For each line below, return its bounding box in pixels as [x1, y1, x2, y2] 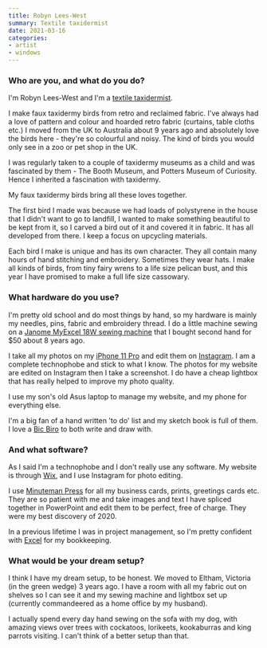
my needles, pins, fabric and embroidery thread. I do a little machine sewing [8, 318, 257, 328]
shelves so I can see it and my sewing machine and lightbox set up [8, 591, 228, 600]
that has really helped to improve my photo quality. [8, 376, 175, 386]
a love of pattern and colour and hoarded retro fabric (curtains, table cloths [8, 117, 255, 127]
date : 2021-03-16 [8, 26, 66, 34]
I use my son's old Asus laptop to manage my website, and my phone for [8, 391, 247, 401]
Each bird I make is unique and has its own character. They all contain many [8, 246, 257, 256]
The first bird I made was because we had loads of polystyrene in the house [8, 206, 258, 215]
